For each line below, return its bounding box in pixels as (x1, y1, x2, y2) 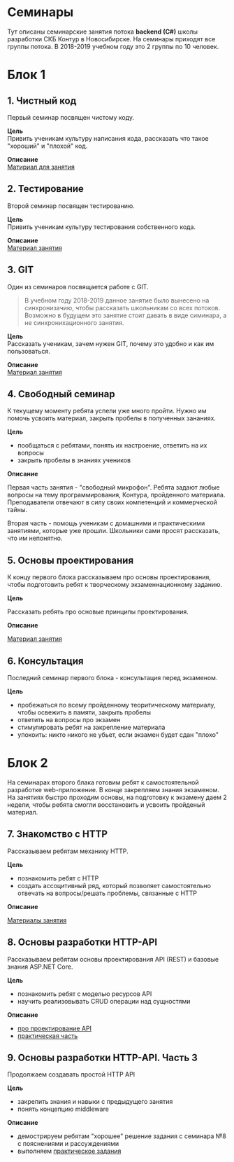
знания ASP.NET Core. (7, 962, 73, 971)
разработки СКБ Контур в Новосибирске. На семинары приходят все (7, 34, 216, 43)
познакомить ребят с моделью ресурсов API (17, 989, 152, 998)
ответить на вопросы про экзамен (17, 716, 121, 724)
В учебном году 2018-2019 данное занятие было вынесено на (24, 296, 210, 305)
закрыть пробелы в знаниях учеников (17, 456, 131, 464)
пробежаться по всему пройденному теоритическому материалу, (17, 701, 216, 709)
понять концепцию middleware (17, 1105, 110, 1114)
